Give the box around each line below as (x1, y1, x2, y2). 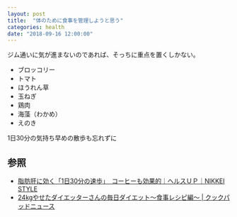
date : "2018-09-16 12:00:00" (7, 30, 93, 38)
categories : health (7, 23, 65, 30)
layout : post (7, 10, 46, 18)
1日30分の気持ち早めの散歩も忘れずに (7, 134, 117, 143)
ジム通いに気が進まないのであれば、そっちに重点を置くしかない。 (7, 50, 200, 59)
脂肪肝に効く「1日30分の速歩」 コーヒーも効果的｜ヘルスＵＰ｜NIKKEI (17, 177, 225, 185)
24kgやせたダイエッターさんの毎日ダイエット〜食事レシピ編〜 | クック (17, 193, 224, 202)
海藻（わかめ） (17, 110, 62, 118)
